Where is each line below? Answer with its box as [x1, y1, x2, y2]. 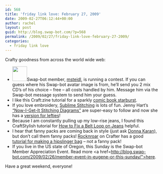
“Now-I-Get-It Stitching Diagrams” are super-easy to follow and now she [12, 107, 158, 113]
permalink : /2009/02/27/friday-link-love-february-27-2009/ [5, 35, 130, 39]
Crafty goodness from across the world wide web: [5, 56, 106, 62]
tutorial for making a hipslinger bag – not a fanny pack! [12, 138, 122, 144]
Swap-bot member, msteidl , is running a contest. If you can [26, 76, 146, 82]
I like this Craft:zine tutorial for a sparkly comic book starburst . [12, 97, 138, 103]
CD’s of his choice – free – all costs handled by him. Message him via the [12, 87, 158, 92]
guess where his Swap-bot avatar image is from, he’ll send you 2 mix [12, 81, 151, 87]
